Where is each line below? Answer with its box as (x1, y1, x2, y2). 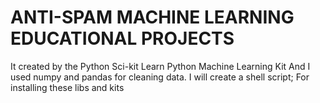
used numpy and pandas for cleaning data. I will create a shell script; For (10, 71, 310, 83)
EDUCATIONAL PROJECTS (10, 27, 235, 50)
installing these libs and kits (10, 81, 125, 93)
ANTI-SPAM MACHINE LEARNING (10, 6, 295, 29)
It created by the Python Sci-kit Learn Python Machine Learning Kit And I (10, 60, 311, 72)
